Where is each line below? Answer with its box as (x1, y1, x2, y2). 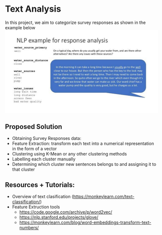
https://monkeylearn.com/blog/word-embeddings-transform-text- (19, 219, 151, 225)
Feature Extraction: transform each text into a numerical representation (12, 140, 154, 147)
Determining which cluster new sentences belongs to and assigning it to (12, 161, 157, 167)
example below (5, 24, 35, 30)
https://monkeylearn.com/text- (73, 194, 135, 199)
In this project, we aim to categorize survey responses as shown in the (5, 20, 146, 25)
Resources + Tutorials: (5, 180, 75, 189)
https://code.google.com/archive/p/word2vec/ (19, 209, 113, 215)
